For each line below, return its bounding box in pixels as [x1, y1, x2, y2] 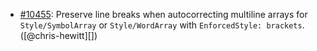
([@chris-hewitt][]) [19, 30, 98, 41]
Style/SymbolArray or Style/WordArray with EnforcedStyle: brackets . [19, 19, 305, 31]
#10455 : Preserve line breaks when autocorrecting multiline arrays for [19, 9, 308, 20]
